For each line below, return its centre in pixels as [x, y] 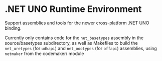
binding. [13, 28]
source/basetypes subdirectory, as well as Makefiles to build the [71, 43]
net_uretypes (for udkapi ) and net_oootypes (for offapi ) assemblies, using [81, 48]
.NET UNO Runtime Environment [73, 9]
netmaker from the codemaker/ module [44, 54]
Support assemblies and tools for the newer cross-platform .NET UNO [77, 23]
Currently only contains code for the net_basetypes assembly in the [74, 38]
